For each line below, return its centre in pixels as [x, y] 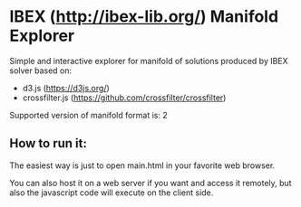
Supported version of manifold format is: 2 [88, 115]
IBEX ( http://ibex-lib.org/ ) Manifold [144, 17]
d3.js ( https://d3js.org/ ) [66, 88]
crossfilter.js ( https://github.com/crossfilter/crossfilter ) [124, 98]
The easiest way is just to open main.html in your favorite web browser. [142, 165]
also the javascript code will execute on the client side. [112, 193]
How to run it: [49, 143]
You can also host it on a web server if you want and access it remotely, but [150, 183]
